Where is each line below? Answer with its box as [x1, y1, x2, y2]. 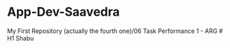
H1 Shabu [7, 34, 34, 42]
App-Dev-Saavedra [7, 4, 120, 20]
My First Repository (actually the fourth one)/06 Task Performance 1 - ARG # [7, 27, 223, 35]
